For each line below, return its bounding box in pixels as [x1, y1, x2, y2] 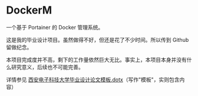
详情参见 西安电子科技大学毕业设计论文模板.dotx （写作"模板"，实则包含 [6, 76, 180, 83]
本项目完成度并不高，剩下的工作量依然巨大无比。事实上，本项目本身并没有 [6, 56, 187, 63]
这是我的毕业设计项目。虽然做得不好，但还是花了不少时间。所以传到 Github [6, 36, 189, 43]
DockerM [6, 4, 52, 17]
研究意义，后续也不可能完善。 [11, 63, 84, 71]
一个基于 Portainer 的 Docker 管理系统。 [6, 24, 104, 31]
